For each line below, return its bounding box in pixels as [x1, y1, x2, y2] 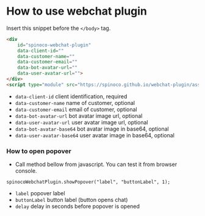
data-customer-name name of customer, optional [15, 99, 135, 106]
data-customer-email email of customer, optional [15, 106, 137, 113]
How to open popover [6, 146, 72, 155]
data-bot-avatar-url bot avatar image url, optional [15, 112, 143, 120]
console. [15, 167, 37, 175]
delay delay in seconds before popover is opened [15, 203, 140, 210]
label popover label [15, 190, 65, 197]
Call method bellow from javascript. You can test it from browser [15, 160, 178, 168]
